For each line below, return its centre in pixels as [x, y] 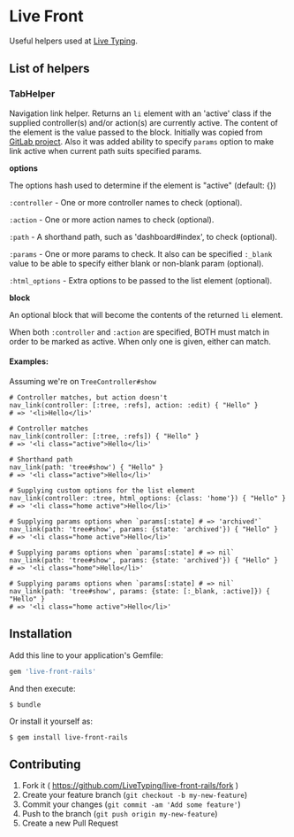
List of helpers [49, 69]
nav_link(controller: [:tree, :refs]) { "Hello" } [104, 436]
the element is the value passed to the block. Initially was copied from [136, 132]
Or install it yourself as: [51, 721]
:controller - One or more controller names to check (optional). [126, 202]
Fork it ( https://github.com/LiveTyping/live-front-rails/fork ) [130, 786]
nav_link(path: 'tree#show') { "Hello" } [87, 467]
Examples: [29, 361]
